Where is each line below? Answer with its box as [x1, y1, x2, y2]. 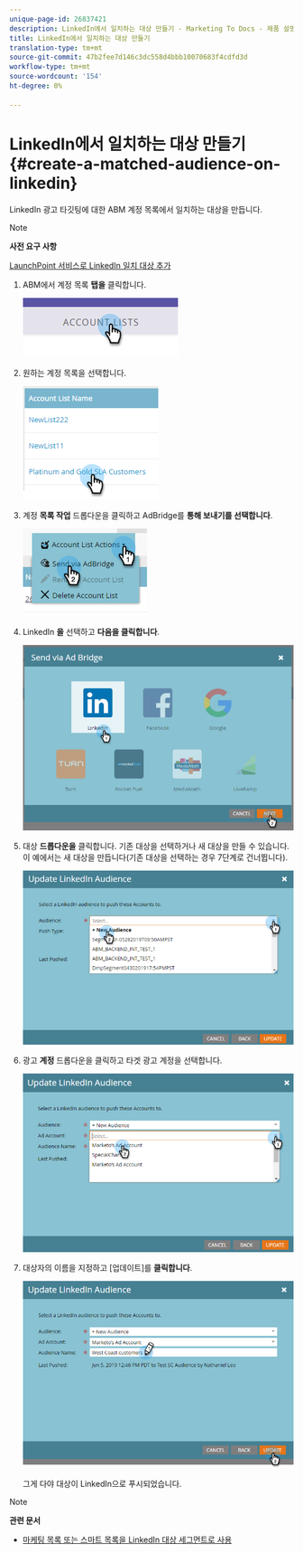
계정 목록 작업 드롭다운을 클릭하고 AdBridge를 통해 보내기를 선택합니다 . [22, 509, 273, 520]
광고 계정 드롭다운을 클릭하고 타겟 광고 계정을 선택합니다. [22, 1055, 223, 1066]
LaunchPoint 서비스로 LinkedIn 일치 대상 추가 [9, 260, 171, 270]
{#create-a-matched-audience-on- [9, 154, 281, 174]
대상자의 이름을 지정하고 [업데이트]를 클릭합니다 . [22, 1263, 193, 1274]
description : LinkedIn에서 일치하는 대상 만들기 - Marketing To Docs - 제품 [9, 24, 280, 33]
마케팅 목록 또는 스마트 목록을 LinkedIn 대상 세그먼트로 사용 [22, 1534, 233, 1545]
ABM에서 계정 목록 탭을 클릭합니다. [22, 279, 147, 289]
